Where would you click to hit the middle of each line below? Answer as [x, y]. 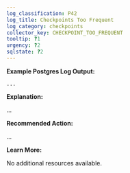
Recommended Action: [40, 123]
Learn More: [24, 150]
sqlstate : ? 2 [25, 52]
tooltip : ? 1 [23, 39]
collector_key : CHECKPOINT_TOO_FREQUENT [65, 33]
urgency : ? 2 [23, 45]
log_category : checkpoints [45, 26]
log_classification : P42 [42, 13]
